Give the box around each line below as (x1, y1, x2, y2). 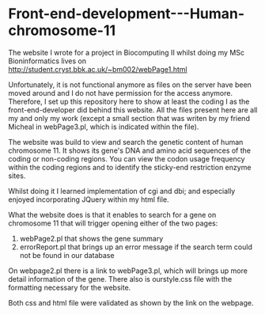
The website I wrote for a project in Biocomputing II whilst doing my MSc (8, 47, 245, 57)
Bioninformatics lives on (8, 56, 87, 66)
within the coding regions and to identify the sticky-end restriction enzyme (8, 162, 252, 172)
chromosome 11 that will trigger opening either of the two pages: (8, 218, 218, 228)
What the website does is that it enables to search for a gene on (8, 210, 217, 219)
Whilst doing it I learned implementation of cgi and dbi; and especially (8, 186, 236, 195)
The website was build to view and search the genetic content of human (8, 137, 244, 146)
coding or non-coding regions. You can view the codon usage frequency (8, 154, 245, 163)
